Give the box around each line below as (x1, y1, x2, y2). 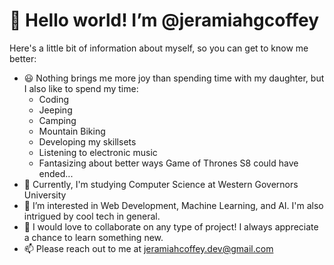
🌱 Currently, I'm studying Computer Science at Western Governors (23, 178, 299, 190)
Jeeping (38, 104, 73, 116)
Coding (38, 93, 70, 105)
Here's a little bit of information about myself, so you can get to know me (9, 42, 309, 54)
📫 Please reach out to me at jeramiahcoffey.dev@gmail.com (23, 242, 274, 254)
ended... (38, 167, 74, 179)
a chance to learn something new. (23, 231, 164, 243)
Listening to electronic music (38, 146, 158, 158)
